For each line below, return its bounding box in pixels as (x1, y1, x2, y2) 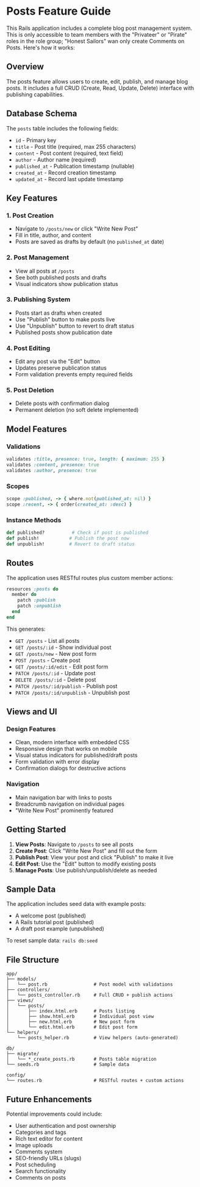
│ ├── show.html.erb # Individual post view (6, 1014, 154, 1020)
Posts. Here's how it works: (6, 44, 75, 51)
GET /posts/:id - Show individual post (15, 644, 112, 651)
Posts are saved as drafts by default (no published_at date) (15, 238, 165, 245)
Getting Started (6, 825, 66, 835)
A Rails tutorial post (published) (15, 919, 95, 926)
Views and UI (6, 706, 57, 717)
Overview (6, 62, 45, 72)
